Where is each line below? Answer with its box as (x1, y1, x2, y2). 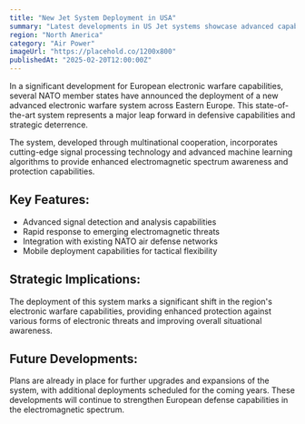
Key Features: (9, 192, 90, 207)
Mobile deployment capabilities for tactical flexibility (22, 245, 218, 256)
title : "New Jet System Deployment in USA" (9, 13, 177, 23)
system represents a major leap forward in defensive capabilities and (37, 110, 296, 120)
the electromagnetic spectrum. (9, 404, 125, 415)
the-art (9, 110, 36, 120)
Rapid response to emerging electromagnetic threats (22, 226, 221, 237)
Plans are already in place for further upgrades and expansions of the (9, 375, 270, 387)
